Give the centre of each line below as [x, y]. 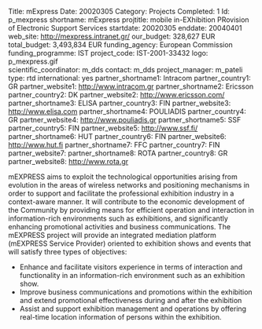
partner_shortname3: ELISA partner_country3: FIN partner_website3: [120, 103]
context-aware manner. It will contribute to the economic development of [127, 202]
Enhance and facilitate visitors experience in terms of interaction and [131, 267]
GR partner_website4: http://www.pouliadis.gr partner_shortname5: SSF [125, 120]
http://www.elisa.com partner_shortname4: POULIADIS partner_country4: [127, 111]
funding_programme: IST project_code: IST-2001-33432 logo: [108, 53]
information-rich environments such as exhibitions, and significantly [118, 218]
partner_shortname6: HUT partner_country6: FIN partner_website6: [117, 136]
